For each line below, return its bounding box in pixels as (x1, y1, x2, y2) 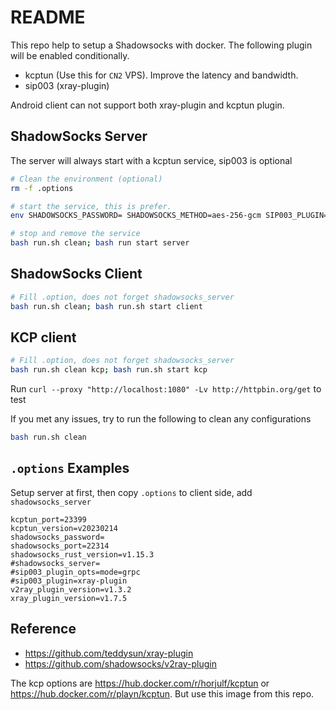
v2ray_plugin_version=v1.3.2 (10, 584, 132, 595)
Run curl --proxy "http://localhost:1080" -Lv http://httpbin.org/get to (10, 383, 322, 395)
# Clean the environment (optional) (10, 174, 163, 184)
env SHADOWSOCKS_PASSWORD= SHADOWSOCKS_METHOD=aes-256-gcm (10, 211, 262, 221)
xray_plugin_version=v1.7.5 (10, 593, 128, 603)
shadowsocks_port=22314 (10, 541, 110, 551)
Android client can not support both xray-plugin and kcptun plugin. (10, 99, 285, 111)
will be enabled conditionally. (10, 49, 130, 61)
